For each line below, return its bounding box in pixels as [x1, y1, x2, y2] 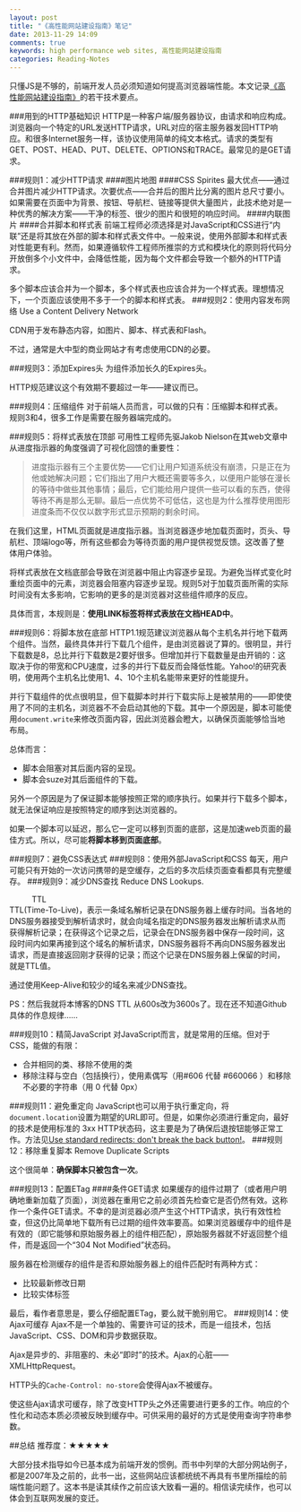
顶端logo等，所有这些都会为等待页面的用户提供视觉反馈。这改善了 [32, 537, 277, 547]
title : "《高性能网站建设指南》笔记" [9, 22, 133, 30]
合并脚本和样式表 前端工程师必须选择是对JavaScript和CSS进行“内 [39, 220, 280, 229]
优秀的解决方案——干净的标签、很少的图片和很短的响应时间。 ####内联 [16, 208, 283, 219]
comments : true [9, 38, 66, 48]
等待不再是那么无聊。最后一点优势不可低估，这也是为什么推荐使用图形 [30, 495, 291, 505]
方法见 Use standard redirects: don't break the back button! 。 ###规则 [24, 1135, 283, 1145]
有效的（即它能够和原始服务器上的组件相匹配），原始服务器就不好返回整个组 [9, 1229, 288, 1239]
